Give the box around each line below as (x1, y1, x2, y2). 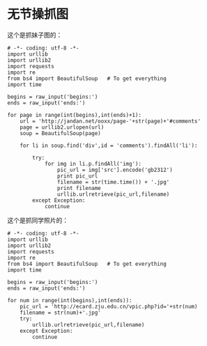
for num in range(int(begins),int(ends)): (7, 297, 132, 304)
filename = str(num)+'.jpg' (20, 309, 101, 316)
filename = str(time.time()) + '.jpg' (56, 178, 170, 185)
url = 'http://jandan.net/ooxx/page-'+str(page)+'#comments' (20, 118, 201, 125)
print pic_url (56, 172, 98, 180)
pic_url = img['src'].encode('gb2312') (56, 166, 173, 173)
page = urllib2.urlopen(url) (20, 123, 105, 131)
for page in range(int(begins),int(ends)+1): (7, 111, 141, 118)
